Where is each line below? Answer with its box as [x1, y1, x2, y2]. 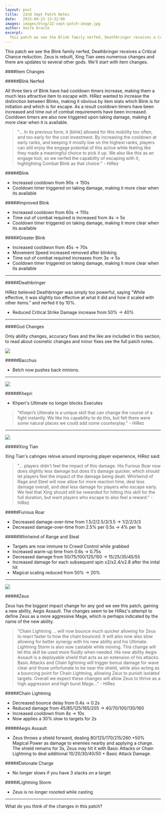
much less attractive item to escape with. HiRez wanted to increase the [5, 93, 150, 99]
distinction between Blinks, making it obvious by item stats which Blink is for [5, 98, 160, 104]
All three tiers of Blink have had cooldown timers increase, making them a [5, 88, 155, 94]
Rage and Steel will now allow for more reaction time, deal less [17, 478, 145, 484]
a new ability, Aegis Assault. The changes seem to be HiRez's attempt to [5, 608, 153, 614]
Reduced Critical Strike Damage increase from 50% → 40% [12, 309, 134, 315]
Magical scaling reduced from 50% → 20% [12, 569, 100, 575]
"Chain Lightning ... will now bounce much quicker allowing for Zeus [17, 628, 156, 634]
